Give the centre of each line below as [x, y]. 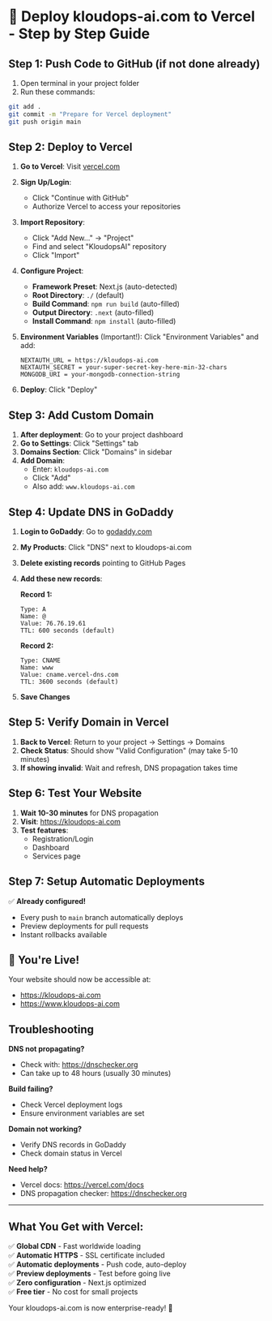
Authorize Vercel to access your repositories [106, 207]
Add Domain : [42, 461]
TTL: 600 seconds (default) [67, 631]
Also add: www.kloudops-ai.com [83, 487]
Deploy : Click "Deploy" [59, 389]
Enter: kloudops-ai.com [70, 469]
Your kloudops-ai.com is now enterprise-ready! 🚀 [91, 1308]
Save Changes [45, 697]
